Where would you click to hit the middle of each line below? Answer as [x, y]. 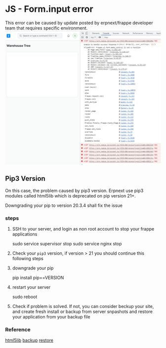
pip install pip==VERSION [38, 278]
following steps [28, 259]
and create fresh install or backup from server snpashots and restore [83, 311]
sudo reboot [25, 297]
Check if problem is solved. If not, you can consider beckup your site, [83, 307]
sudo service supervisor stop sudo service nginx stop [67, 244]
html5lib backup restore [29, 340]
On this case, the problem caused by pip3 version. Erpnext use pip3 [74, 191]
